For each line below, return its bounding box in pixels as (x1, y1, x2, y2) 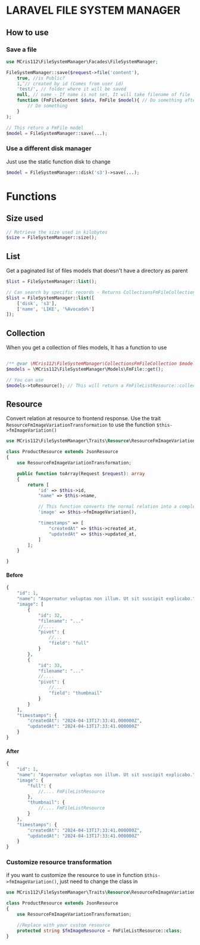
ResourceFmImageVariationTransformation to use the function (6, 421, 155, 429)
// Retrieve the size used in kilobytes (6, 229, 108, 235)
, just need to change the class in (57, 878, 138, 885)
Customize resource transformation (6, 858, 112, 866)
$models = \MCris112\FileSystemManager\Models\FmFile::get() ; (6, 367, 164, 373)
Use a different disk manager (6, 144, 92, 153)
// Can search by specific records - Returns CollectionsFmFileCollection (6, 289, 196, 295)
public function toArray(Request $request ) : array (17, 470, 145, 476)
